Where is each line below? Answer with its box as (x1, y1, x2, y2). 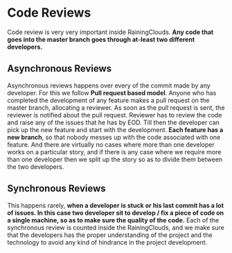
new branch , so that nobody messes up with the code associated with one (7, 133, 221, 141)
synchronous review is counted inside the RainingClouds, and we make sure (7, 223, 225, 231)
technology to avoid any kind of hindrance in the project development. (7, 238, 208, 246)
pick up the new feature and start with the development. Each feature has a (7, 125, 224, 133)
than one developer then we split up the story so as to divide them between (7, 155, 223, 163)
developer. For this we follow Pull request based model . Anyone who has (7, 88, 217, 97)
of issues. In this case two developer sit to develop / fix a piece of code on (7, 209, 224, 217)
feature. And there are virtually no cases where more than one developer (7, 140, 215, 149)
